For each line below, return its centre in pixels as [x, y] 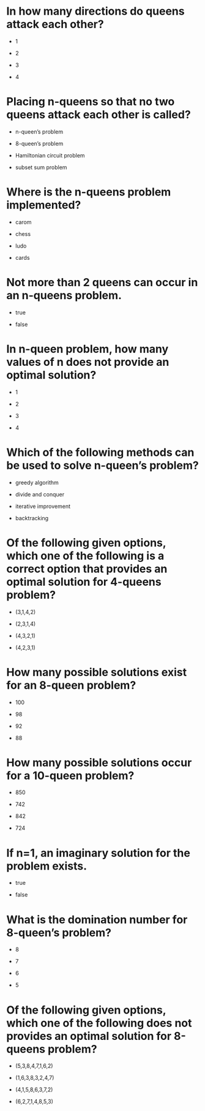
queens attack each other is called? [99, 115]
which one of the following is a [85, 555]
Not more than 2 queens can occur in [102, 282]
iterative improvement [43, 506]
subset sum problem [41, 167]
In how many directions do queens [95, 11]
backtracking [32, 518]
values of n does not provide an [88, 362]
